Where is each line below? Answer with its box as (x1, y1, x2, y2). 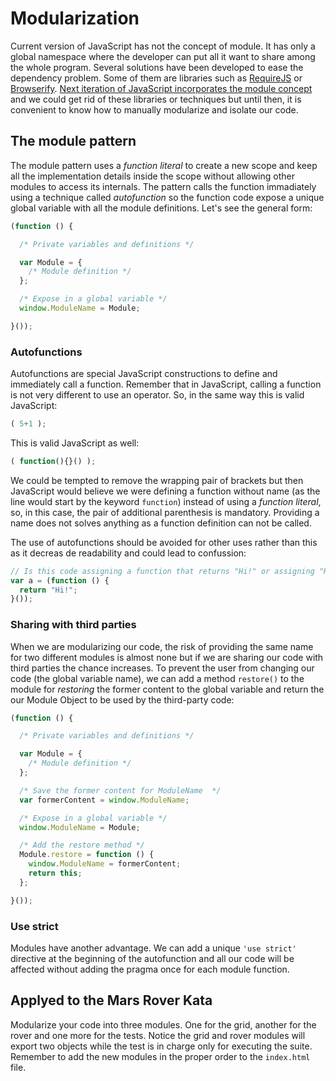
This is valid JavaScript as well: (10, 437, 140, 449)
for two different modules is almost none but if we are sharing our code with (10, 651, 324, 663)
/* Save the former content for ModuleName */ (19, 785, 222, 796)
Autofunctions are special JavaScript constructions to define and (10, 368, 278, 380)
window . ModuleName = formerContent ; (28, 859, 182, 869)
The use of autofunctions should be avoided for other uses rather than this (10, 536, 318, 548)
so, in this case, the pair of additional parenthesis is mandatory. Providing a (10, 506, 320, 518)
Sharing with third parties (10, 618, 137, 632)
